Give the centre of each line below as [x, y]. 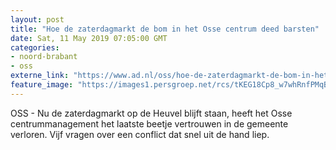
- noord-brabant [44, 57]
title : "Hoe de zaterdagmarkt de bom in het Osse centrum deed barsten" [165, 29]
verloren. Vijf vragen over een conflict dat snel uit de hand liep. [140, 134]
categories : [35, 47]
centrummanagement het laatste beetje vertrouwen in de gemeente [149, 123]
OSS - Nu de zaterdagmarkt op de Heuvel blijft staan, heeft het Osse [151, 113]
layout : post [37, 19]
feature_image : [42, 85]
